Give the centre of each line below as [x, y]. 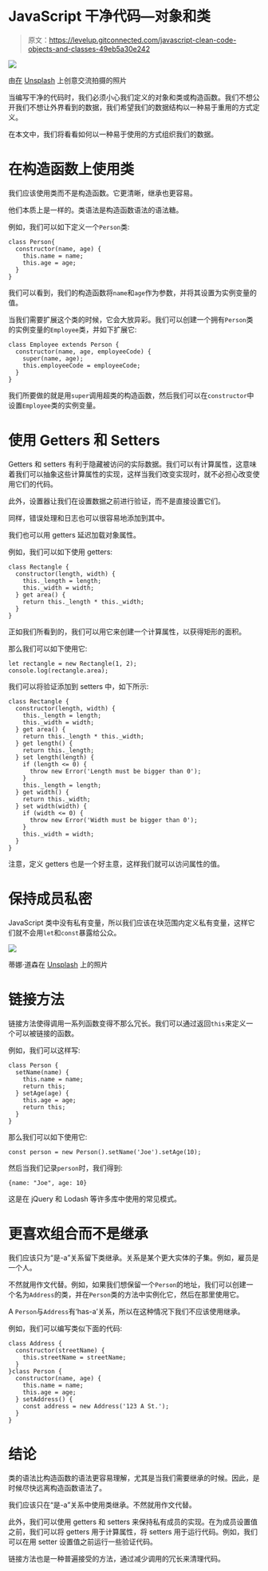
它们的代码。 [36, 484]
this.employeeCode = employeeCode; [82, 365]
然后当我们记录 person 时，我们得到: [65, 1167]
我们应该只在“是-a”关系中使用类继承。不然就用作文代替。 [102, 1505]
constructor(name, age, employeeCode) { [83, 352]
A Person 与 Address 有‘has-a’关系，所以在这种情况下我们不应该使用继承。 [126, 1311]
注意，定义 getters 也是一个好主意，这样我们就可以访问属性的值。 [116, 864]
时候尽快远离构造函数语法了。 [57, 1487]
